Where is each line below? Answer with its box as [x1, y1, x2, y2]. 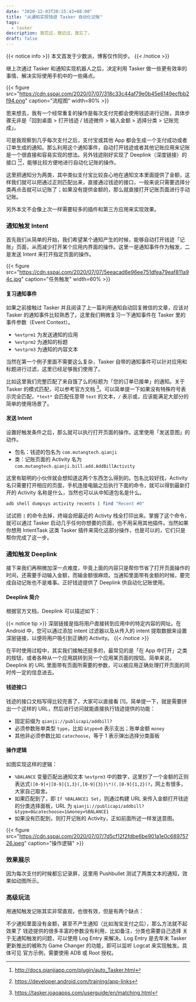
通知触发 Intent [6, 222, 48, 230]
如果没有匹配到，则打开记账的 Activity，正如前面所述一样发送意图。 [14, 814, 178, 822]
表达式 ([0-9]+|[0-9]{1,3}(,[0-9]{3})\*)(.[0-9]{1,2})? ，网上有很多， [14, 780, 187, 787]
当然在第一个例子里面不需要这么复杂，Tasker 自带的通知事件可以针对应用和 [6, 358, 187, 366]
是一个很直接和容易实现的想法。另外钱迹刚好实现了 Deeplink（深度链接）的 [6, 151, 187, 158]
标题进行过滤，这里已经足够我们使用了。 [6, 366, 103, 373]
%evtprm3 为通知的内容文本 [14, 346, 79, 353]
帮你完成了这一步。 [6, 533, 52, 541]
